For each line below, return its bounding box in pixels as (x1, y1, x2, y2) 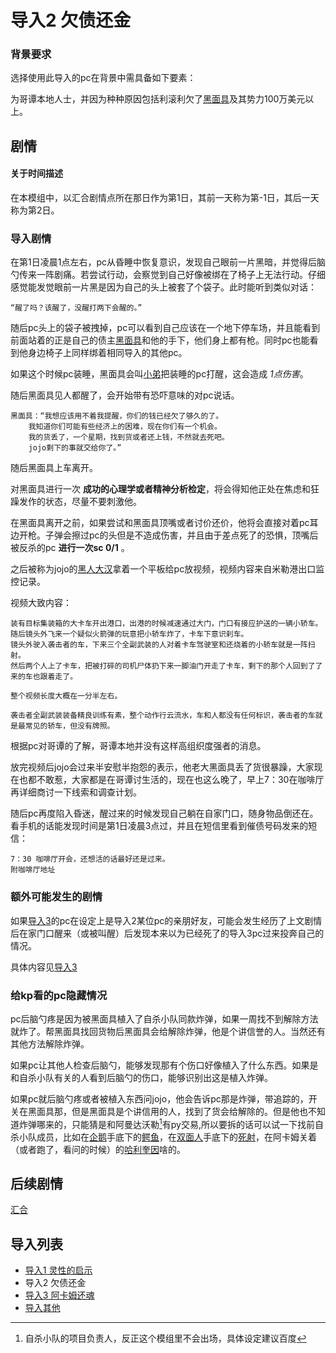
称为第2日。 (10, 204, 60, 216)
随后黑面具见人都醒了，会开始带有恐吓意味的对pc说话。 (10, 389, 240, 401)
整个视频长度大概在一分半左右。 (10, 691, 123, 701)
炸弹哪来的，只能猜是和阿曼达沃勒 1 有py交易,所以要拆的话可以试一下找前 (18, 1116, 315, 1130)
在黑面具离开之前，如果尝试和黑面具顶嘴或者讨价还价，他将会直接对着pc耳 (10, 517, 319, 529)
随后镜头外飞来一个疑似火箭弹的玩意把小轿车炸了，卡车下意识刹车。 (10, 629, 249, 640)
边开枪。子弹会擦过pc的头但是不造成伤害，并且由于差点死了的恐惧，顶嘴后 (10, 529, 319, 541)
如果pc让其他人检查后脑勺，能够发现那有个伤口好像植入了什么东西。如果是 (10, 1059, 319, 1071)
